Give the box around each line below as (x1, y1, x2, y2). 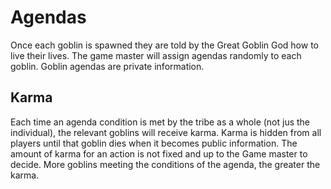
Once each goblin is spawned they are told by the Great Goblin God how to (10, 39, 319, 51)
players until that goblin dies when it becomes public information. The (10, 137, 298, 149)
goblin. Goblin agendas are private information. (10, 60, 205, 72)
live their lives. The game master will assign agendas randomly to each (10, 49, 302, 61)
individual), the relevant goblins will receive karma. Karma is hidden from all (10, 126, 322, 138)
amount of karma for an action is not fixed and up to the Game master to (10, 147, 308, 160)
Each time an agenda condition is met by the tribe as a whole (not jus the (10, 116, 311, 128)
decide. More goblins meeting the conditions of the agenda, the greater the (10, 158, 321, 170)
